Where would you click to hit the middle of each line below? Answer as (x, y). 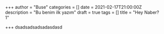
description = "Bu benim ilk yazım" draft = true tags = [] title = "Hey (74, 12)
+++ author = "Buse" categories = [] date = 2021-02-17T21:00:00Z (74, 7)
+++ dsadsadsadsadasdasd (34, 27)
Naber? (152, 12)
